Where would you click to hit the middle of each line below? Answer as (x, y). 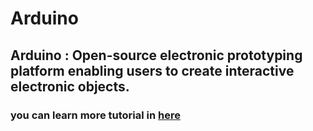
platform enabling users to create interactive (152, 70)
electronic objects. (70, 86)
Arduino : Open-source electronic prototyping (156, 55)
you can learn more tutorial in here (95, 115)
